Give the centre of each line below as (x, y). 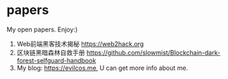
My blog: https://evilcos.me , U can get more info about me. (102, 68)
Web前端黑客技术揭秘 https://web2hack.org (80, 43)
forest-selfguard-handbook (56, 60)
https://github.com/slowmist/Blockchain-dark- (153, 52)
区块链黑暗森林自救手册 (51, 52)
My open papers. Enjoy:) (42, 29)
